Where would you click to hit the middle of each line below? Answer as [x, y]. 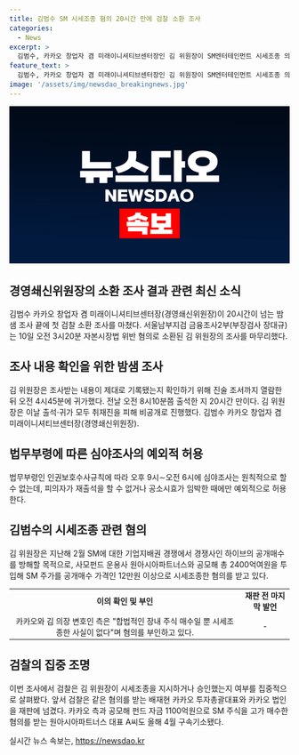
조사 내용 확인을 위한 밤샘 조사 [86, 367]
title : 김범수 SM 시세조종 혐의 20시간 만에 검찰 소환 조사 [105, 19]
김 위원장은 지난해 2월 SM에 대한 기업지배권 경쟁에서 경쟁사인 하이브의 [132, 553]
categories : [31, 28]
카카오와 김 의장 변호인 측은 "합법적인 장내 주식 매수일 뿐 [113, 621]
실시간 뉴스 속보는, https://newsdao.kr [77, 740]
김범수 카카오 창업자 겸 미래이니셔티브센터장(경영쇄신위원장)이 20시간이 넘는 [142, 314]
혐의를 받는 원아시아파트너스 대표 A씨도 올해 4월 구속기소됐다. [117, 721]
